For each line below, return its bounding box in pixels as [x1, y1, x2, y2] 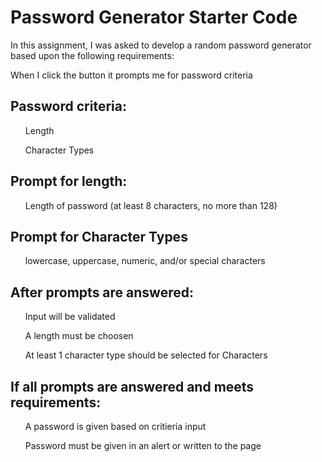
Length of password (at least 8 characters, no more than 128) [24, 199, 278, 211]
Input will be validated [24, 311, 116, 323]
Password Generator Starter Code [10, 6, 298, 29]
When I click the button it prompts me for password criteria [10, 69, 253, 81]
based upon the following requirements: [10, 49, 175, 61]
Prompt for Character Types [10, 228, 188, 245]
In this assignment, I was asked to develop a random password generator [10, 39, 312, 51]
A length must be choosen [24, 330, 134, 342]
